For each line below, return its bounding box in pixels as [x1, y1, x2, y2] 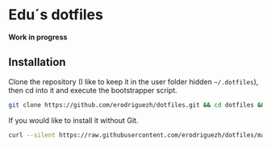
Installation [8, 55, 66, 69]
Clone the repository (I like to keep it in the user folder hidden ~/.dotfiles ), [8, 76, 259, 86]
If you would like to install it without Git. [8, 115, 139, 125]
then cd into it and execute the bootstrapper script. [8, 85, 177, 95]
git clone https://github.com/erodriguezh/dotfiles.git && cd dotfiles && [8, 100, 265, 109]
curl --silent [8, 131, 56, 139]
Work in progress [8, 32, 68, 42]
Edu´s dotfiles [8, 6, 103, 24]
